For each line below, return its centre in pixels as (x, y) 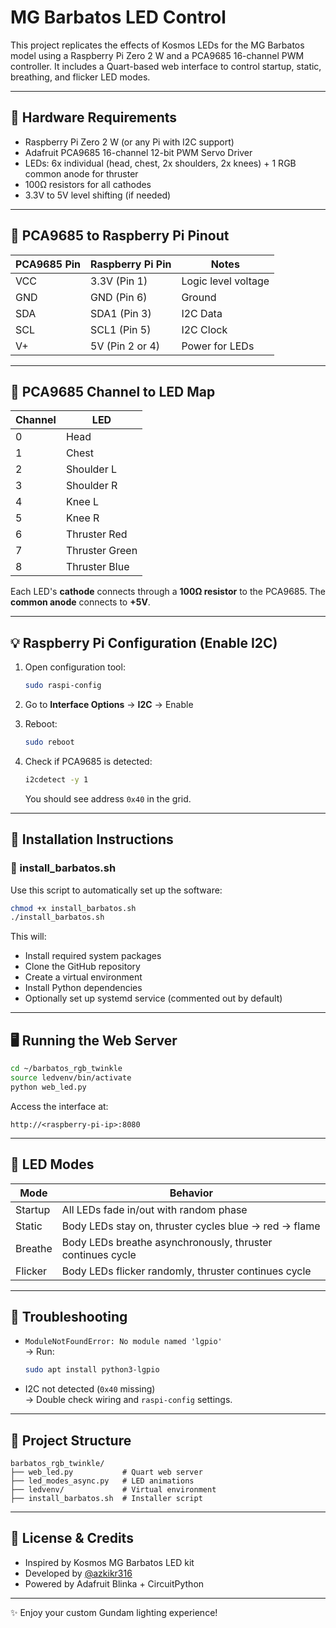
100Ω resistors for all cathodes (88, 184)
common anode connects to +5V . (80, 602)
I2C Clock (204, 329)
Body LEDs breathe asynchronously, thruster (167, 1242)
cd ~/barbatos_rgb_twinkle (66, 1069)
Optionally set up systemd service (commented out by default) (153, 998)
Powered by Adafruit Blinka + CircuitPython (114, 1583)
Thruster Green (101, 551)
